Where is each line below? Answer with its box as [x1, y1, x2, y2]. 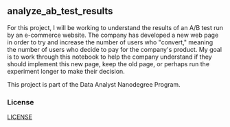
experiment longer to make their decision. [7, 67, 125, 75]
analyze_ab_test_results [7, 5, 113, 17]
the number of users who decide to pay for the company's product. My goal [7, 45, 222, 53]
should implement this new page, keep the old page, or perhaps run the [7, 59, 210, 68]
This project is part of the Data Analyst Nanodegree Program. [7, 80, 181, 88]
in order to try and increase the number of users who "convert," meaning [7, 38, 214, 46]
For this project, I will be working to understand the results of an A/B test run [7, 23, 224, 31]
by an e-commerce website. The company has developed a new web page [7, 31, 219, 39]
